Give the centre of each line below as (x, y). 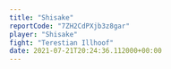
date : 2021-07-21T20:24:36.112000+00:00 (86, 51)
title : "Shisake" (42, 17)
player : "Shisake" (43, 34)
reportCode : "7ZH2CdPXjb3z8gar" (69, 26)
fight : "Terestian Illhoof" (62, 43)
